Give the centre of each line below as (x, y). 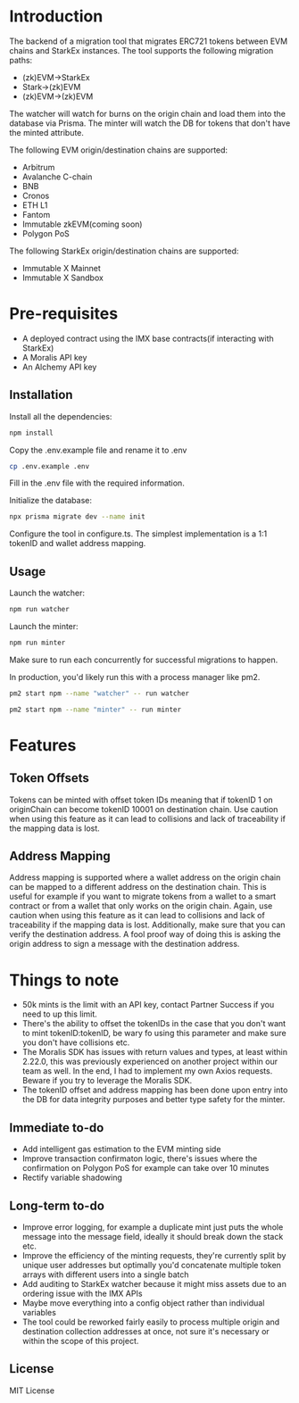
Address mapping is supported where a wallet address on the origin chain (145, 877)
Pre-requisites (64, 314)
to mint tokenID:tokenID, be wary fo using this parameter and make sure (154, 1034)
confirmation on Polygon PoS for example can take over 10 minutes (145, 1168)
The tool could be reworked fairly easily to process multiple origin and (151, 1322)
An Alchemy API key (59, 367)
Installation (41, 395)
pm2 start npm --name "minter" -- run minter (95, 710)
